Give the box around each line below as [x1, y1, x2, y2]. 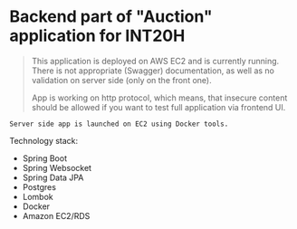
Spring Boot [22, 152, 68, 164]
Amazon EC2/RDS [22, 210, 91, 221]
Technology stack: [9, 135, 79, 146]
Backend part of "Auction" [9, 6, 213, 27]
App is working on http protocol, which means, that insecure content [31, 92, 288, 103]
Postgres [22, 181, 57, 192]
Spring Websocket [22, 162, 92, 173]
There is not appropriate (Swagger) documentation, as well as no [31, 65, 274, 76]
